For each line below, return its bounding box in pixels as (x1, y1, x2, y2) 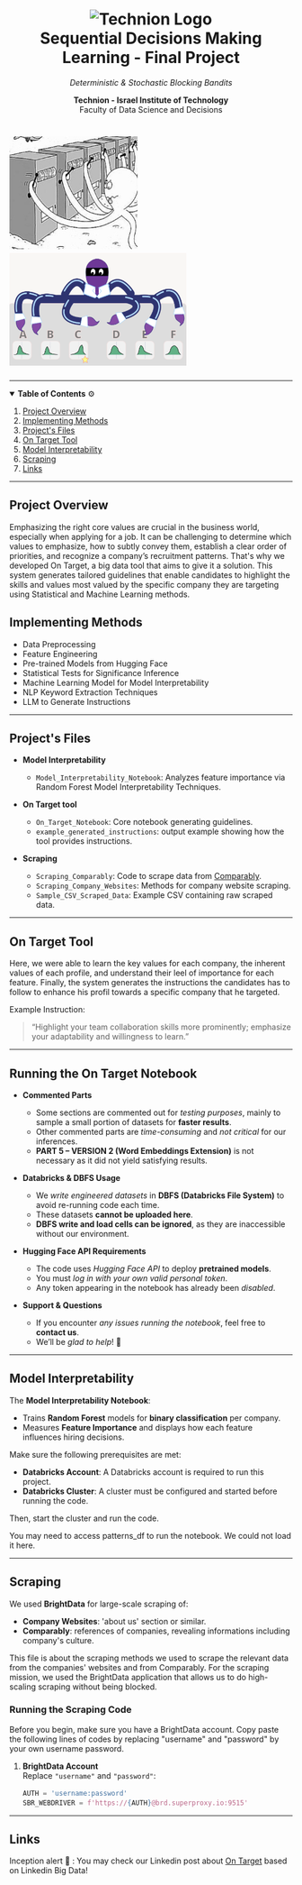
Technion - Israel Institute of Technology (73, 95, 229, 105)
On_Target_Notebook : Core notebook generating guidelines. (35, 817, 253, 828)
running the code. (22, 1495, 89, 1505)
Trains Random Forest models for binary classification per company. (22, 1412, 281, 1423)
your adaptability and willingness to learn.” (31, 1031, 190, 1042)
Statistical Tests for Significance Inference (22, 667, 180, 678)
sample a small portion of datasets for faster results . (35, 1116, 232, 1127)
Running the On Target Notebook (9, 1066, 198, 1081)
